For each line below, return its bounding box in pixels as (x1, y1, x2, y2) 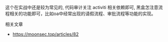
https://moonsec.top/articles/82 (12, 31, 79, 37)
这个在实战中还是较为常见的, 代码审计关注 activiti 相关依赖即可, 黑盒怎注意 (5, 4, 158, 10)
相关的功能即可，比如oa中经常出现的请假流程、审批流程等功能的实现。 (9, 10, 156, 16)
